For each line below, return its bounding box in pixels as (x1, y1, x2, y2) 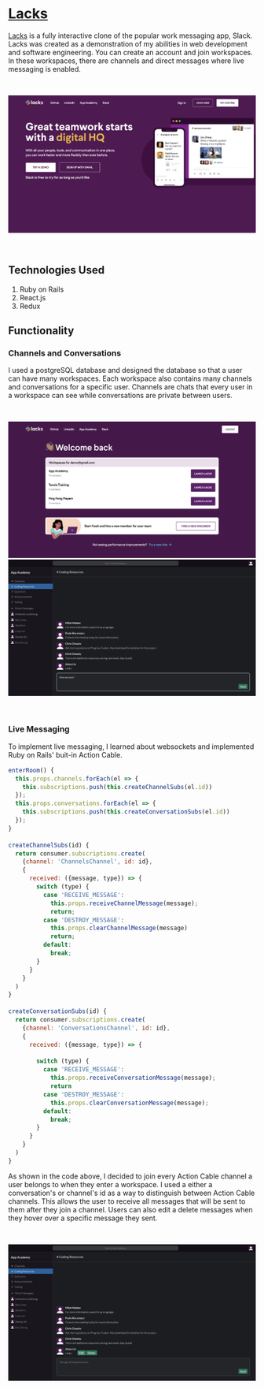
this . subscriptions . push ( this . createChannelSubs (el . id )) (22, 783, 213, 791)
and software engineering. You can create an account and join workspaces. (8, 47, 253, 57)
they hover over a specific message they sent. (8, 1213, 158, 1223)
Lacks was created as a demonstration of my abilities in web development (8, 39, 247, 48)
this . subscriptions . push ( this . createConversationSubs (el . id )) (22, 808, 230, 816)
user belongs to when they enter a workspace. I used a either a (8, 1179, 213, 1189)
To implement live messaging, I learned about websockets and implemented (8, 742, 255, 751)
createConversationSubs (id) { (8, 1007, 108, 1015)
